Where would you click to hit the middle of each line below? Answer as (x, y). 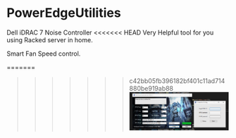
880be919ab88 (151, 88)
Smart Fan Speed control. (44, 54)
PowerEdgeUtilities (64, 13)
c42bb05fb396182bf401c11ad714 (177, 81)
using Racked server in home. (50, 39)
